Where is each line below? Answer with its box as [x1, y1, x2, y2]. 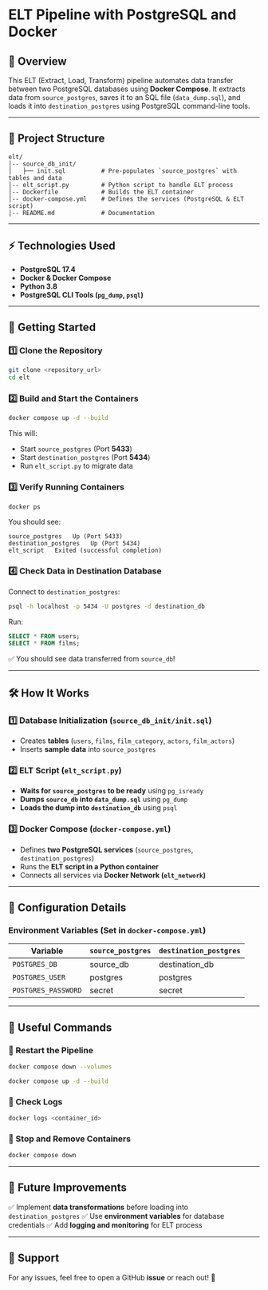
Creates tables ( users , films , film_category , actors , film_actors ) [19, 736, 235, 745]
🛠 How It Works [8, 686, 90, 700]
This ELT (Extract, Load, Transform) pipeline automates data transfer [8, 76, 234, 85]
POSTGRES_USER [12, 973, 66, 982]
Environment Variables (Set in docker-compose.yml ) [8, 925, 207, 936]
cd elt [8, 373, 30, 381]
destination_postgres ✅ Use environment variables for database [8, 1211, 225, 1220]
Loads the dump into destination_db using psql [19, 803, 178, 813]
